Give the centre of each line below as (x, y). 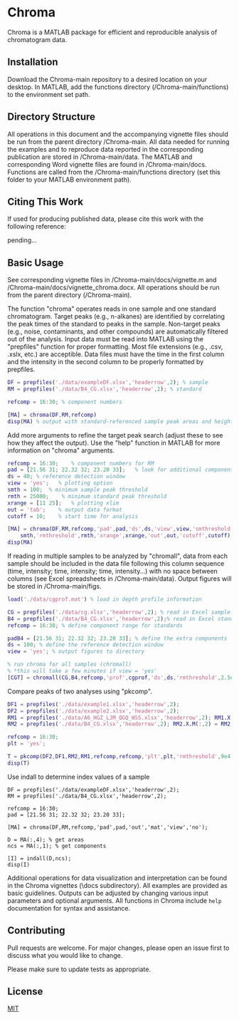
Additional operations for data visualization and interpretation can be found (117, 878)
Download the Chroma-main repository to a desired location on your (107, 79)
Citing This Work (46, 201)
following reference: (37, 227)
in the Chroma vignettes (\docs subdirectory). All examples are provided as (117, 885)
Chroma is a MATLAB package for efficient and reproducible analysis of (112, 32)
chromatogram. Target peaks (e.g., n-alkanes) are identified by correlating (116, 316)
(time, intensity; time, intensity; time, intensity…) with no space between (113, 571)
